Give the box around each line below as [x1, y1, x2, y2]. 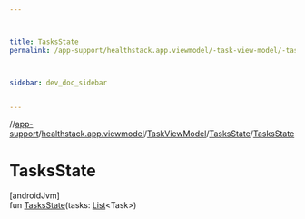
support [9, 128, 39, 139]
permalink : [9, 45, 51, 55]
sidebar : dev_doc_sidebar [9, 78, 107, 87]
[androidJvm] [9, 190, 61, 201]
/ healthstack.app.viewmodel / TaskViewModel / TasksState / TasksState [38, 128, 295, 139]
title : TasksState [9, 37, 79, 46]
